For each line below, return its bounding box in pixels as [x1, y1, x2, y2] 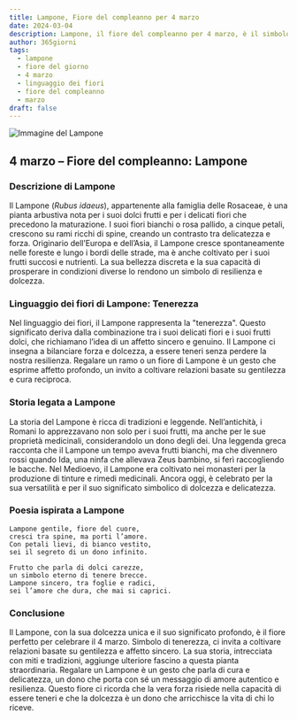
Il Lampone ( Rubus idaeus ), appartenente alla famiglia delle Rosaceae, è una [9, 200, 288, 211]
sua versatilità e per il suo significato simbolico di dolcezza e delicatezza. [9, 482, 277, 492]
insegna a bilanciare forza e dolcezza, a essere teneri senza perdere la [9, 346, 267, 357]
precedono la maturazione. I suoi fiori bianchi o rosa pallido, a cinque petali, [9, 219, 286, 229]
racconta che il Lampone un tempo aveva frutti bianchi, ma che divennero [9, 445, 278, 455]
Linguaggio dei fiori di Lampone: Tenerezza [9, 298, 199, 310]
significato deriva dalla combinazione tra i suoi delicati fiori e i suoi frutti [9, 327, 271, 337]
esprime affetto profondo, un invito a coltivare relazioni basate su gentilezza [9, 365, 286, 375]
